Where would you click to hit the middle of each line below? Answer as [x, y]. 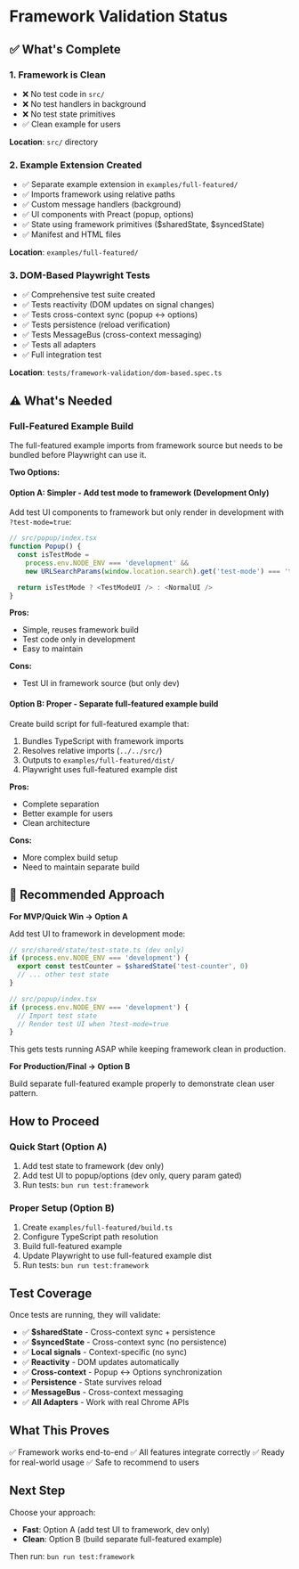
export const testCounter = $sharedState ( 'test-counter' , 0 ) [133, 967]
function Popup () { [45, 547]
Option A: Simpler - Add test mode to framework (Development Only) [139, 493]
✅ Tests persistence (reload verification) [96, 325]
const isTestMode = [53, 555]
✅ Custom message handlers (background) [101, 204]
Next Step [37, 1491]
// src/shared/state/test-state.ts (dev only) [97, 950]
